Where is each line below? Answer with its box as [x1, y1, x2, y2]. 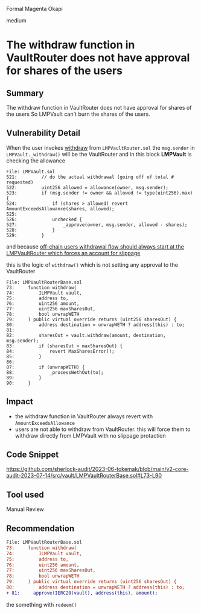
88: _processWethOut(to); [6, 369, 104, 375]
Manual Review [6, 506, 44, 513]
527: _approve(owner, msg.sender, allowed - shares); [6, 221, 188, 228]
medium [6, 17, 27, 24]
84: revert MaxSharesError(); [6, 348, 115, 354]
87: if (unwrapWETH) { [6, 364, 85, 370]
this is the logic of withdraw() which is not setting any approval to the [6, 261, 178, 269]
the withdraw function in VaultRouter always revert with [14, 412, 153, 420]
